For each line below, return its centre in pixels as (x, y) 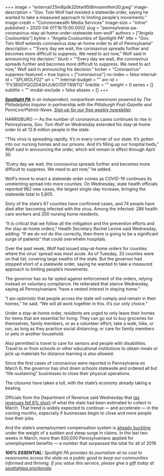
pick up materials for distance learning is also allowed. (60, 354)
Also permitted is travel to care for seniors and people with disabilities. (76, 343)
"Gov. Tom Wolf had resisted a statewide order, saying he (91, 12)
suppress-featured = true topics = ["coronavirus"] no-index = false (72, 74)
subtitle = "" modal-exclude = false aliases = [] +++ (57, 90)
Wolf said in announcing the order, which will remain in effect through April (80, 149)
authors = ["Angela (134, 33)
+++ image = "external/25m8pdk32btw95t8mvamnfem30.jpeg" (69, 7)
